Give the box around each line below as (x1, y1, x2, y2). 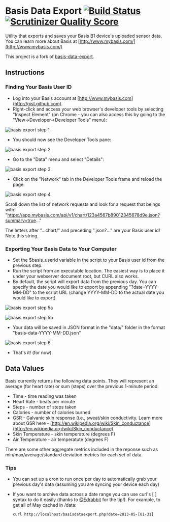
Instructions (5, 68, 45, 77)
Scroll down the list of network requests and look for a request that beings (5, 201, 161, 207)
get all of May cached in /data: (12, 502, 77, 508)
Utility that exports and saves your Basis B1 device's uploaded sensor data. (5, 33, 162, 39)
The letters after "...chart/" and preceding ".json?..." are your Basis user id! (5, 227, 160, 233)
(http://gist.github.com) (12, 100, 62, 106)
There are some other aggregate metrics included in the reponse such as (5, 446, 158, 452)
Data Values (5, 364, 44, 373)
